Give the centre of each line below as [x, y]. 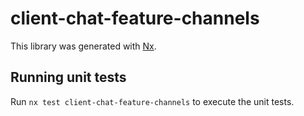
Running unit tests [68, 77]
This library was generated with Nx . [83, 46]
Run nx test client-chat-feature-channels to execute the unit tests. [152, 101]
